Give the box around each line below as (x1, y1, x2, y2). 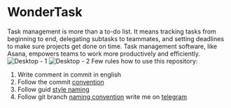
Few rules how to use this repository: (91, 56, 198, 65)
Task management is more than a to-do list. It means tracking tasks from (7, 27, 217, 36)
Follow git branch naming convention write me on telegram (17, 92, 188, 101)
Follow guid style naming (17, 85, 90, 93)
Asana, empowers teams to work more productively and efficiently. (7, 49, 201, 58)
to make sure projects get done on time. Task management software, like (7, 42, 218, 50)
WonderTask (7, 4, 83, 20)
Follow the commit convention (17, 77, 105, 86)
